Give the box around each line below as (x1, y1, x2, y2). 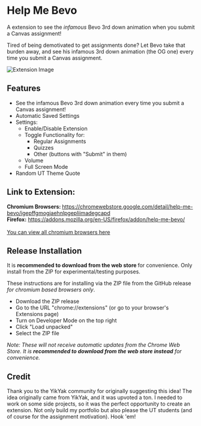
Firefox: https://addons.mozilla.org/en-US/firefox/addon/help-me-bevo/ (7, 216, 185, 223)
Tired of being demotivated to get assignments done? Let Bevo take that (7, 41, 185, 49)
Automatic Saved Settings (15, 112, 80, 119)
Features (7, 84, 41, 94)
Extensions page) (15, 311, 59, 318)
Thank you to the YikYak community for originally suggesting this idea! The (7, 388, 193, 395)
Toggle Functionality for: (24, 131, 85, 138)
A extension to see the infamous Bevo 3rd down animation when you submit (7, 23, 195, 31)
